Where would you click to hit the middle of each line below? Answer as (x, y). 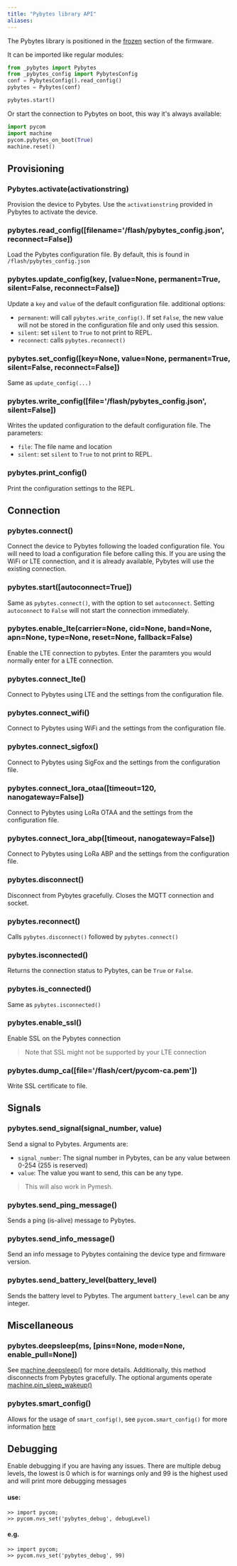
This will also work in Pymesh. (69, 1186)
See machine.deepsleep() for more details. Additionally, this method (106, 1370)
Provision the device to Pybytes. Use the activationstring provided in (110, 205)
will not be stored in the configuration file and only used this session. (118, 325)
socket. (18, 903)
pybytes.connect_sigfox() (53, 746)
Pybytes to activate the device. (53, 212)
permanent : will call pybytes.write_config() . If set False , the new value (120, 317)
